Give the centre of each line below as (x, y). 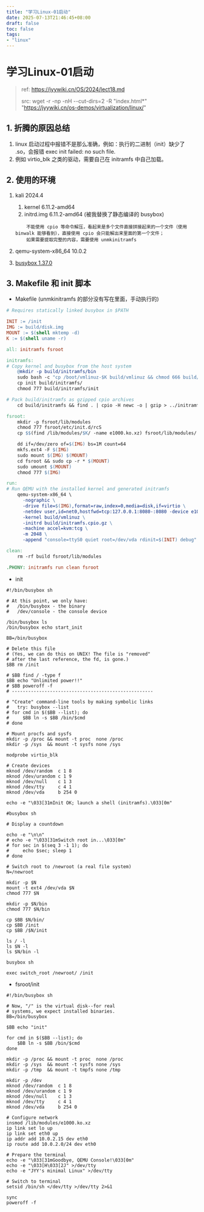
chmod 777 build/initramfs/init (58, 389)
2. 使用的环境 (31, 180)
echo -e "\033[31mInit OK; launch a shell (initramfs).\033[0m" (89, 803)
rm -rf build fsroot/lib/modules (59, 556)
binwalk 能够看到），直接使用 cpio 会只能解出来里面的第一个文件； (90, 233)
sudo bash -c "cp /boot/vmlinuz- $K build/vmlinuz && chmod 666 (99, 377)
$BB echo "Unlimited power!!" (45, 680)
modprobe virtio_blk (32, 755)
